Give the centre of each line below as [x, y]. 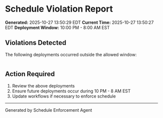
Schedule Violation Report [59, 9]
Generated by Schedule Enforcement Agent [49, 110]
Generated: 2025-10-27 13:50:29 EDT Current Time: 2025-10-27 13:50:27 [79, 22]
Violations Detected [36, 43]
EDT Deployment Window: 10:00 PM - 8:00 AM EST [57, 27]
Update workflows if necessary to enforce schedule [64, 96]
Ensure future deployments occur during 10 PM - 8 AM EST [71, 91]
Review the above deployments [43, 85]
